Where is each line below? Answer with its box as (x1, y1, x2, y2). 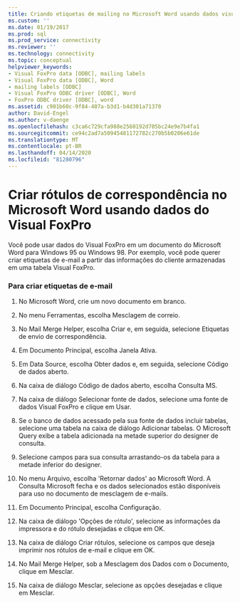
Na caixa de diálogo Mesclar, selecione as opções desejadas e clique (18, 581, 223, 589)
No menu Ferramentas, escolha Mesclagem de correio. (18, 311, 181, 320)
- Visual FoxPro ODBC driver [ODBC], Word (8, 90, 136, 97)
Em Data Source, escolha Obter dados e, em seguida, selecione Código (18, 360, 229, 369)
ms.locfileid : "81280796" (8, 156, 85, 164)
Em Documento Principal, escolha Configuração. (18, 503, 162, 512)
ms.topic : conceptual (8, 57, 73, 64)
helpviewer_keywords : (8, 63, 73, 70)
